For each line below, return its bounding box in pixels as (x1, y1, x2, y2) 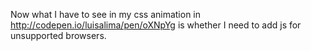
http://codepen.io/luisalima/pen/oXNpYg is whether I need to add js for (10, 19, 302, 31)
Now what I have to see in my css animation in (10, 9, 202, 20)
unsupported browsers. (10, 30, 107, 41)
